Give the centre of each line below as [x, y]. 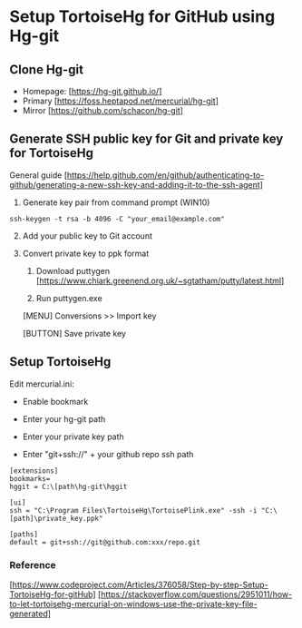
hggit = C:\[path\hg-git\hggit [68, 486]
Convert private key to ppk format [86, 253]
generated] [30, 613]
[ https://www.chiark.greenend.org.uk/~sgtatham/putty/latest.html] [160, 280]
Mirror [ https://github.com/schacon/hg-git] [103, 110]
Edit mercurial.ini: [42, 384]
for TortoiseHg [51, 153]
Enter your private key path [73, 437]
